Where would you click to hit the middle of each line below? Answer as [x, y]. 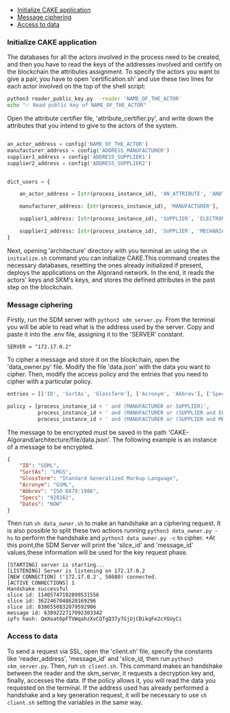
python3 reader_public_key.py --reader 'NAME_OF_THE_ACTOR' [95, 99]
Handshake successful [38, 589]
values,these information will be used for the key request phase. [98, 553]
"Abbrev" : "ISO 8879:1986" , [59, 491]
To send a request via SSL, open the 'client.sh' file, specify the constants [110, 651]
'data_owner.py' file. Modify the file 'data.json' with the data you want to [109, 367]
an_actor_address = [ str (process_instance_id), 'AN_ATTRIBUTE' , [113, 194]
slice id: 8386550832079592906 [52, 607]
